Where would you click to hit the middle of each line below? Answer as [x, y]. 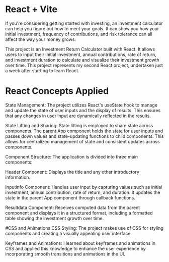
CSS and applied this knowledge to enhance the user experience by [75, 248]
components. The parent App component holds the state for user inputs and [84, 131]
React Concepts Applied [57, 91]
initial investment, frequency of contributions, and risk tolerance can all [79, 34]
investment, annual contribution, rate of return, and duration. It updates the [83, 192]
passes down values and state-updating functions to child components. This [84, 136]
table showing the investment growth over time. [55, 218]
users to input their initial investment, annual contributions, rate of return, [81, 55]
